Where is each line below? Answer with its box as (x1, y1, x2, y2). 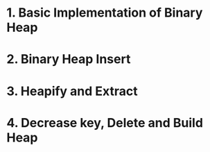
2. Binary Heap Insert (6, 51, 131, 67)
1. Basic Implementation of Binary (6, 5, 203, 21)
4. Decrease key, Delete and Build (6, 115, 204, 130)
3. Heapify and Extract (6, 83, 138, 99)
